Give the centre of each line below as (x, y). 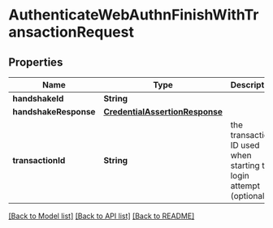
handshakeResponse (54, 112)
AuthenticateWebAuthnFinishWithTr (134, 15)
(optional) (249, 196)
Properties (36, 62)
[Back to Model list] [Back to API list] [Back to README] (102, 216)
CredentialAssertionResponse (163, 112)
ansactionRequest (71, 32)
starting (245, 166)
